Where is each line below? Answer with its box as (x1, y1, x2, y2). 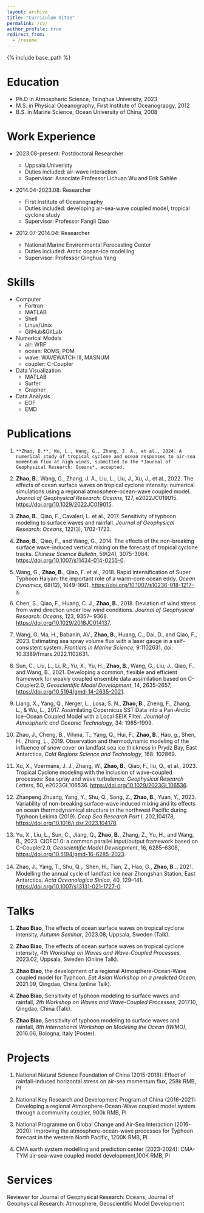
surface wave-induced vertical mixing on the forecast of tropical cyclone (15, 543, 198, 551)
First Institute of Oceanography (24, 198, 103, 205)
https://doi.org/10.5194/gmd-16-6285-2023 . (15, 850, 126, 857)
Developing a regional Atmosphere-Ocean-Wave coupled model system (15, 1102, 196, 1109)
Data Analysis (15, 392, 50, 399)
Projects (7, 1051, 50, 1064)
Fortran (24, 302, 44, 309)
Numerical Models (15, 334, 62, 342)
